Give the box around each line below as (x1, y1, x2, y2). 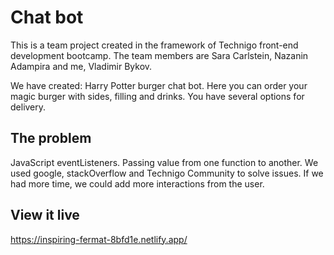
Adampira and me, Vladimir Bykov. (10, 60, 153, 72)
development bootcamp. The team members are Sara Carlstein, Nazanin (10, 49, 309, 61)
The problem (10, 130, 92, 147)
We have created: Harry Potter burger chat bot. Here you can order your (10, 79, 308, 91)
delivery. (10, 101, 47, 113)
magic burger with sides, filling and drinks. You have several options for (10, 90, 305, 102)
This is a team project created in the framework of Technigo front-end (10, 39, 299, 51)
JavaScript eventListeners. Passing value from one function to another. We (10, 156, 319, 168)
